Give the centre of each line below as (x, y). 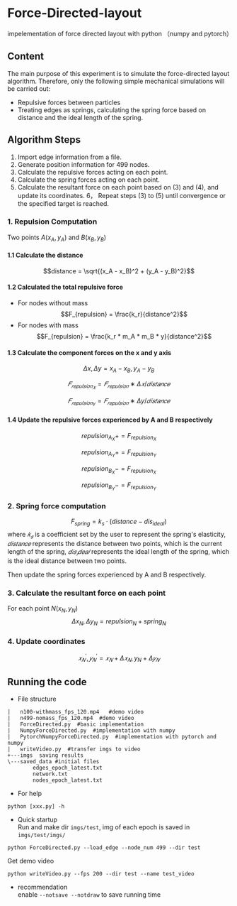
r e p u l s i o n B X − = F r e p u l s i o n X (119, 469)
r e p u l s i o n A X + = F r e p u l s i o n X (119, 437)
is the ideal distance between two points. (67, 561)
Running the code (47, 682)
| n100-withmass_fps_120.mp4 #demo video (75, 712)
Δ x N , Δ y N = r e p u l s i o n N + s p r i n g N (119, 622)
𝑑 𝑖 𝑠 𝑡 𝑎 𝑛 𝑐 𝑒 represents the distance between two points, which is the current (115, 543)
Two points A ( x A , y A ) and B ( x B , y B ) (57, 238)
